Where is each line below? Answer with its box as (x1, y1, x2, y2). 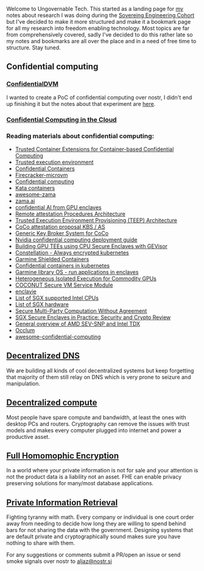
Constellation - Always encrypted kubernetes (15, 249, 129, 256)
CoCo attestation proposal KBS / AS (15, 223, 105, 230)
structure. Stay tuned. (6, 44, 61, 51)
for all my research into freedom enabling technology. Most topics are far (6, 24, 190, 32)
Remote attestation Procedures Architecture (15, 210, 126, 217)
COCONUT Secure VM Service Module (15, 281, 113, 289)
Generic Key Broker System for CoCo (15, 229, 109, 237)
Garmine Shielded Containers (15, 255, 90, 262)
